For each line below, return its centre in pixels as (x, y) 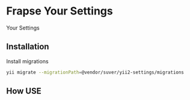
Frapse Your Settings (60, 11)
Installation (28, 47)
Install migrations (28, 61)
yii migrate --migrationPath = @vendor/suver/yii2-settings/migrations (95, 72)
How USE (24, 91)
